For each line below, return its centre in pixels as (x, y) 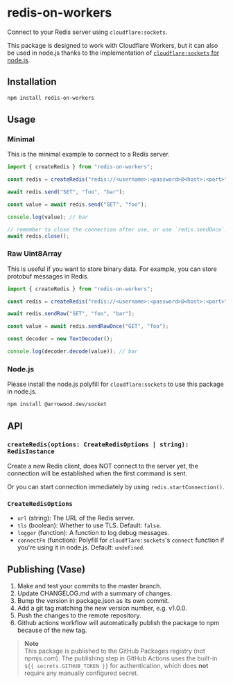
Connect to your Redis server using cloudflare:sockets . (87, 32)
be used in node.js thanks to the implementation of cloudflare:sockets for (113, 53)
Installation (32, 82)
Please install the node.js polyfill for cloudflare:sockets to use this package (115, 384)
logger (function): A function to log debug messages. (93, 533)
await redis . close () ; (38, 236)
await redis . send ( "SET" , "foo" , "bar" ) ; (67, 192)
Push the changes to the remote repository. (79, 615)
